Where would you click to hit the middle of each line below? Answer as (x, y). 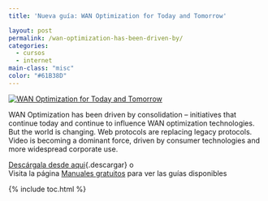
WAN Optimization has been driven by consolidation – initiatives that (123, 114)
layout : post (30, 30)
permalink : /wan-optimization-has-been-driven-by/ (96, 38)
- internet (34, 61)
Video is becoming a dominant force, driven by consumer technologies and (134, 140)
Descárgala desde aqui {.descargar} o (71, 165)
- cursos (30, 53)
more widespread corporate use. (63, 149)
